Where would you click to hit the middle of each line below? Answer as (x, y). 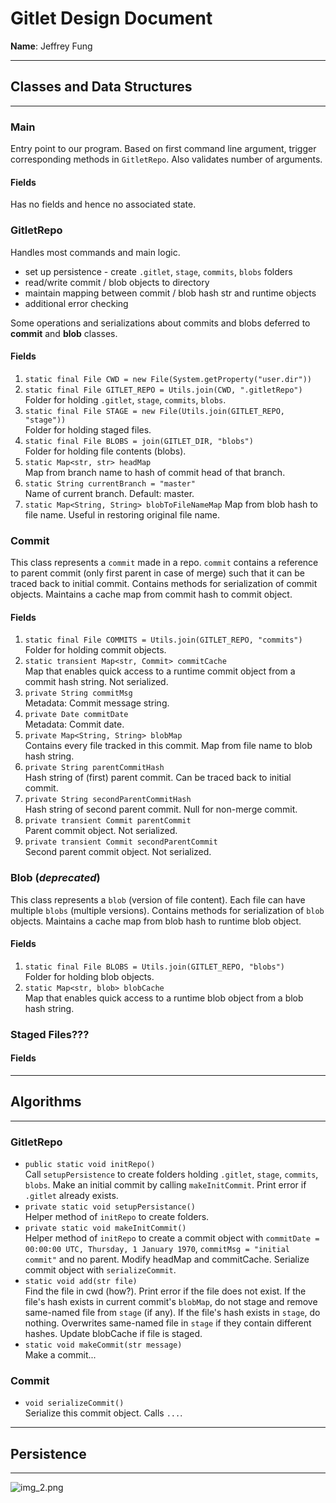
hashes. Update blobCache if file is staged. (113, 1333)
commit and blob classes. (64, 333)
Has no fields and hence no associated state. (103, 204)
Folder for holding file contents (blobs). (105, 451)
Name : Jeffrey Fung (51, 46)
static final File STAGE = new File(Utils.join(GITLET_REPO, (155, 411)
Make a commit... (60, 1354)
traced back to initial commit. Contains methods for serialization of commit (164, 584)
